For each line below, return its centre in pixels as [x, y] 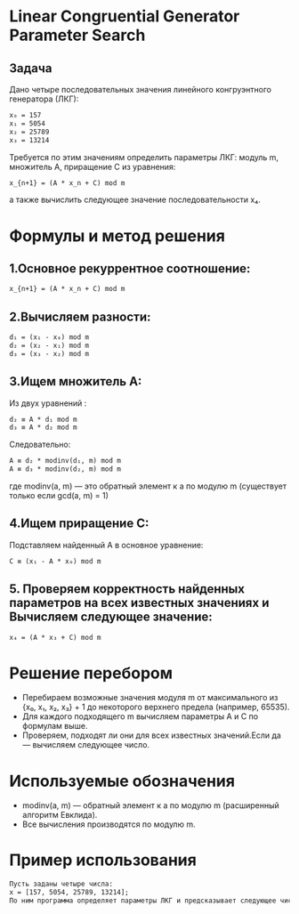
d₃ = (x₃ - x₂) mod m [49, 353]
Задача [31, 68]
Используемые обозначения [122, 781]
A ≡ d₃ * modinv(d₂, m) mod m [65, 469]
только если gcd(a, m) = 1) [59, 495]
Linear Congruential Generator [125, 16]
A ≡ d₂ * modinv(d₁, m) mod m [65, 461]
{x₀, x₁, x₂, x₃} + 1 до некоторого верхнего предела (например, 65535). [156, 707]
